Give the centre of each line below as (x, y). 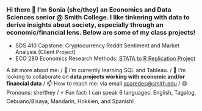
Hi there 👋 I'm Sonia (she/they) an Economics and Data (89, 10)
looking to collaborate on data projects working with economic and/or (96, 77)
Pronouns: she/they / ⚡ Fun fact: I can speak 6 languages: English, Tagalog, (101, 93)
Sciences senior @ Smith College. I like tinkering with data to (98, 17)
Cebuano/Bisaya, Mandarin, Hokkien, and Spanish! (70, 101)
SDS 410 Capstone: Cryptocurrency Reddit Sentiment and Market (97, 45)
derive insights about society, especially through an (85, 25)
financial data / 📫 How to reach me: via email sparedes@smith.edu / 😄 (97, 84)
